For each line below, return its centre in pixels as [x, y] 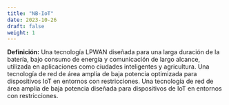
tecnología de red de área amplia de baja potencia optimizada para [102, 74]
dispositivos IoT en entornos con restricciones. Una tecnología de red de [110, 81]
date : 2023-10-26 [32, 20]
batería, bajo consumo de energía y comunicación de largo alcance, [104, 60]
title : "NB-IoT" [30, 13]
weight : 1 [21, 33]
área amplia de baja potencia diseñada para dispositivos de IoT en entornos [114, 89]
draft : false [26, 26]
